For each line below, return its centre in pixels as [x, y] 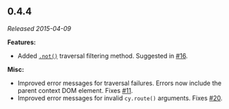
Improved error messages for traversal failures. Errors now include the [119, 83]
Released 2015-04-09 [39, 28]
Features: [22, 42]
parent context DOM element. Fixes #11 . [75, 90]
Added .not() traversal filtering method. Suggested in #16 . [103, 56]
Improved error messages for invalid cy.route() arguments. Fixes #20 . [120, 98]
